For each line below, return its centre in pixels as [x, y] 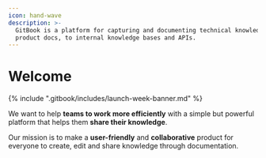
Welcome [40, 77]
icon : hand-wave [35, 15]
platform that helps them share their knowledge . [88, 122]
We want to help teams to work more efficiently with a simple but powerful [131, 114]
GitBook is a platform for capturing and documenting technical [123, 30]
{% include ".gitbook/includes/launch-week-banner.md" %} [106, 99]
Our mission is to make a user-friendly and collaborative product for [121, 137]
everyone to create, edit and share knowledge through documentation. [123, 146]
